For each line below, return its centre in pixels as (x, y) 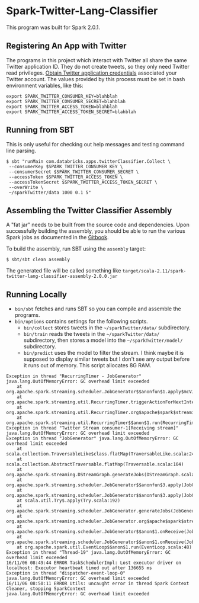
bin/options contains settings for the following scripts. (81, 322)
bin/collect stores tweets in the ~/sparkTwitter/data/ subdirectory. (107, 328)
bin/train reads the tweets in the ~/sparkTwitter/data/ (92, 334)
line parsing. (21, 150)
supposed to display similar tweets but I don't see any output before (107, 359)
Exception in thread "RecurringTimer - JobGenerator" (74, 376)
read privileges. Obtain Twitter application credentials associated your (92, 73)
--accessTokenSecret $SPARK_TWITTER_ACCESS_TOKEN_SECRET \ (83, 182)
